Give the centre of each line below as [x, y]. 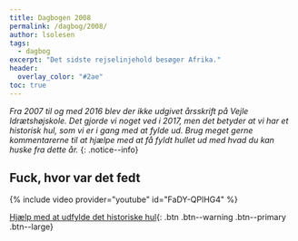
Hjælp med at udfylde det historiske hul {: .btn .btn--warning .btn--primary [148, 217]
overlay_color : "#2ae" [60, 77]
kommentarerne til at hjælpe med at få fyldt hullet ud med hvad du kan [142, 140]
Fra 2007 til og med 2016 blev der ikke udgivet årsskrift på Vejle [129, 111]
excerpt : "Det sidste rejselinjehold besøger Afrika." [115, 60]
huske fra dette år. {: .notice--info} [74, 149]
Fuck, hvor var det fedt [75, 178]
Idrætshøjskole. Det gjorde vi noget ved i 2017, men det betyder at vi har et [149, 120]
